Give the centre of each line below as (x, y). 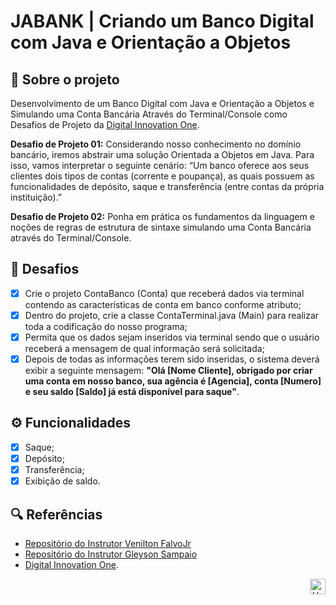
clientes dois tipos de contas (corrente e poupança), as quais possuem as (162, 176)
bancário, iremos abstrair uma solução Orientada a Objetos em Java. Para (162, 154)
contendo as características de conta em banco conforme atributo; (163, 304)
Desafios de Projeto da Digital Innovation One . (105, 124)
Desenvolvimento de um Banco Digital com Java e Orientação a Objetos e (162, 103)
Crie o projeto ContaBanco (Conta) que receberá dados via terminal (164, 293)
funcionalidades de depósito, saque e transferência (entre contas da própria (167, 186)
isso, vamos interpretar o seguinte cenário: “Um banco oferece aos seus (160, 165)
